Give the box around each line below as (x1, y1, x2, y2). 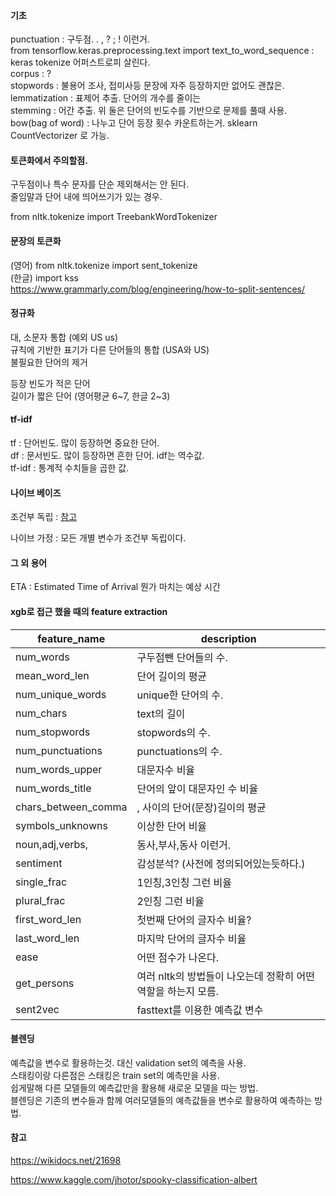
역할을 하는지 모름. (136, 984, 220, 998)
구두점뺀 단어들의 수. (136, 650, 228, 664)
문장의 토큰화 (10, 235, 62, 247)
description (200, 631, 257, 645)
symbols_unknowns (15, 818, 108, 832)
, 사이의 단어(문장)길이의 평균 (136, 800, 267, 814)
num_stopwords (15, 725, 91, 739)
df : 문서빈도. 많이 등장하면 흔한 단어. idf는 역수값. (10, 450, 205, 462)
